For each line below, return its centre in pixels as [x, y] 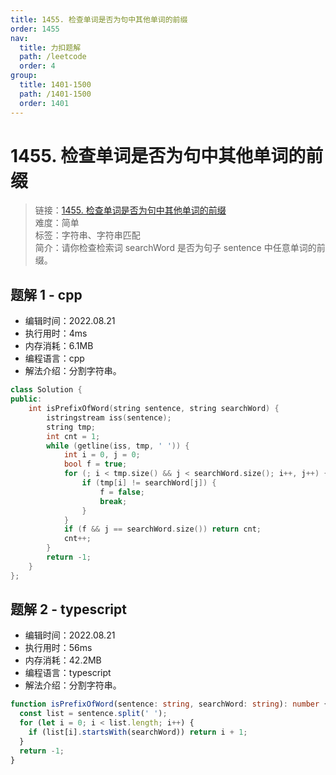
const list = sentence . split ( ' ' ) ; [93, 714]
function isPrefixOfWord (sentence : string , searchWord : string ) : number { [169, 704]
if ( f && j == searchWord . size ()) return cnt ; [162, 529]
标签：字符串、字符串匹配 [87, 235]
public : [26, 399]
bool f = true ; [95, 464]
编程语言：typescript [68, 673]
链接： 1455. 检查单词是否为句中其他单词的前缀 [130, 210]
